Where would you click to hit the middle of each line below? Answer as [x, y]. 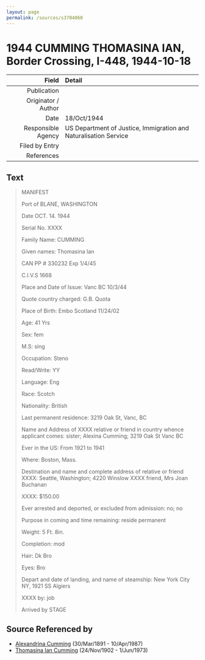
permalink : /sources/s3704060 [45, 18]
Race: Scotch [38, 394]
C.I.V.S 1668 [36, 276]
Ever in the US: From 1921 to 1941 [63, 448]
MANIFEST [35, 192]
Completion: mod [43, 544]
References [43, 156]
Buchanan [34, 485]
